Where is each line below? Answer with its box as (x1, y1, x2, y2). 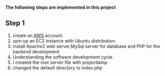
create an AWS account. (12, 32, 63, 39)
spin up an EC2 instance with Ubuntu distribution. (12, 37, 117, 44)
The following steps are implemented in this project (5, 5, 116, 10)
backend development (12, 48, 60, 55)
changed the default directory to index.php (12, 64, 103, 70)
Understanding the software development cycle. (12, 54, 114, 60)
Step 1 (5, 19, 25, 27)
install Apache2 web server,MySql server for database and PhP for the (12, 43, 160, 49)
